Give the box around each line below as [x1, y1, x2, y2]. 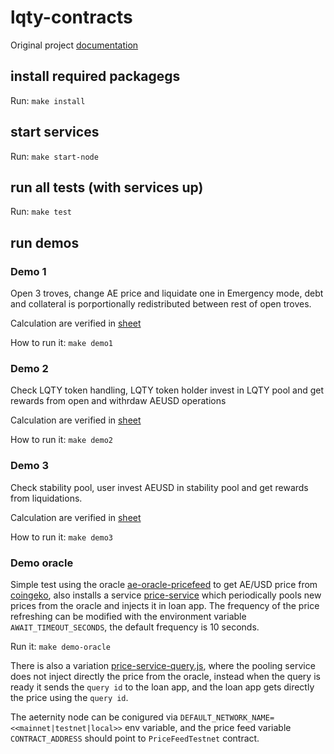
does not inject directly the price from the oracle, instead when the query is [10, 670, 321, 682]
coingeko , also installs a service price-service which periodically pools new [10, 589, 322, 601]
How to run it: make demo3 [10, 531, 114, 543]
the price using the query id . [10, 691, 129, 703]
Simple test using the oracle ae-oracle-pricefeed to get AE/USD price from [10, 578, 318, 590]
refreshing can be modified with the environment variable [10, 610, 247, 622]
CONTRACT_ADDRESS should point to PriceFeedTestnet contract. [10, 732, 260, 744]
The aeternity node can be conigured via [10, 711, 178, 723]
